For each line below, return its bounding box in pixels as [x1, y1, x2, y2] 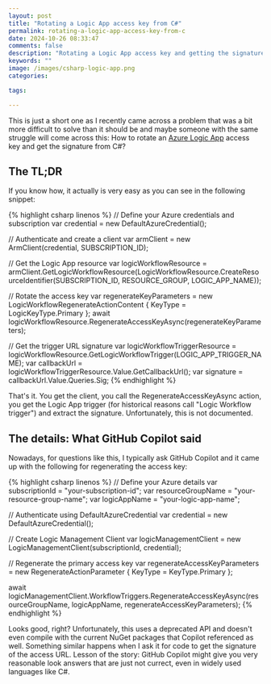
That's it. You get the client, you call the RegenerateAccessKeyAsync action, [8, 391, 262, 401]
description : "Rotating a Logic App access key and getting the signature [8, 49, 265, 57]
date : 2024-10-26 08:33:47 [8, 34, 99, 43]
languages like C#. [8, 667, 70, 677]
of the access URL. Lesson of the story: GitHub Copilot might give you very [8, 650, 258, 660]
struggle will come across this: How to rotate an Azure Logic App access [8, 132, 250, 142]
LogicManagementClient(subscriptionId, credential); [8, 543, 181, 553]
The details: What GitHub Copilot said [8, 432, 202, 445]
